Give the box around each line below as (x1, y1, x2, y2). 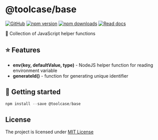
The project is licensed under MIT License (5, 129, 94, 135)
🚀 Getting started (5, 88, 61, 97)
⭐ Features (5, 46, 41, 55)
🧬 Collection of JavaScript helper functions (5, 30, 96, 36)
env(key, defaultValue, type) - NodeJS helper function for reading (12, 62, 153, 68)
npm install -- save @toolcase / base (5, 101, 81, 106)
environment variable (12, 67, 58, 74)
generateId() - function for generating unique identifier (12, 73, 128, 79)
